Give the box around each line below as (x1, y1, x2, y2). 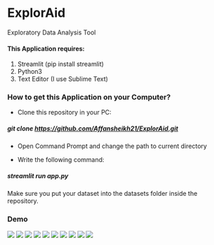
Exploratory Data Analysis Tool (7, 28, 96, 37)
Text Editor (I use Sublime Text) (17, 75, 109, 84)
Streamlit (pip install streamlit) (17, 60, 104, 68)
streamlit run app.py (7, 172, 69, 180)
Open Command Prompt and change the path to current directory (17, 142, 207, 150)
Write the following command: (17, 156, 105, 164)
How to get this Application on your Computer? (7, 93, 171, 102)
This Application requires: (7, 44, 85, 53)
